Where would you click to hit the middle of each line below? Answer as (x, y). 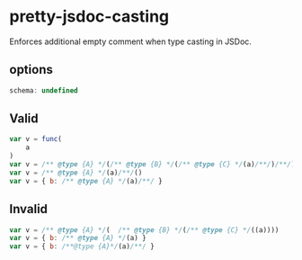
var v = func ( (36, 139)
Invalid (28, 209)
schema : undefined (44, 90)
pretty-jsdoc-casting (89, 17)
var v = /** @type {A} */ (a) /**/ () (76, 173)
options (31, 70)
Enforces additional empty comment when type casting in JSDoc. (130, 41)
